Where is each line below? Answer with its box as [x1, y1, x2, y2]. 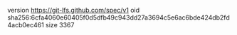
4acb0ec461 [7, 21, 44, 29]
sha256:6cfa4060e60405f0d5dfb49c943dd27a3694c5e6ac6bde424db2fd [7, 13, 230, 22]
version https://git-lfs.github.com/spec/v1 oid [7, 6, 140, 14]
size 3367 [45, 21, 75, 29]
